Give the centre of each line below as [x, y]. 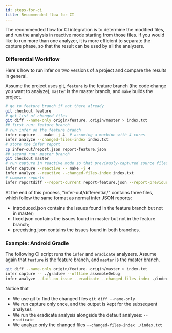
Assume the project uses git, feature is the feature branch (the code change [86, 86]
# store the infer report [33, 144]
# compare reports [25, 178]
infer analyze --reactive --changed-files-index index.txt [70, 173]
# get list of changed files [36, 116]
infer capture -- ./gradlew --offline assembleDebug [63, 274]
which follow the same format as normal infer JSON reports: [69, 198]
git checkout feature [28, 111]
